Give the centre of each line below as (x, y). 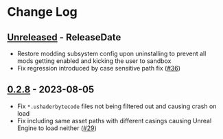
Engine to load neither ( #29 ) (57, 128)
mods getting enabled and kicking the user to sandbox (94, 61)
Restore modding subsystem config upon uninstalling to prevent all (111, 53)
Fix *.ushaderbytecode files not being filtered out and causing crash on (117, 106)
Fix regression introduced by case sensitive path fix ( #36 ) (98, 68)
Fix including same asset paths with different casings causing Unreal (114, 121)
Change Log (42, 12)
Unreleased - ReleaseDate (64, 37)
